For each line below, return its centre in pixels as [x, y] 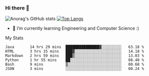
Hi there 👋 [17, 8]
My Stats [14, 38]
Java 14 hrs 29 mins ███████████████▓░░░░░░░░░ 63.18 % [74, 47]
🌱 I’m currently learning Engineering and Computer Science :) [75, 28]
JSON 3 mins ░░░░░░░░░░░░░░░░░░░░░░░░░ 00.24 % [74, 69]
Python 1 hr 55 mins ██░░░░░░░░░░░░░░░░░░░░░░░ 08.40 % [74, 60]
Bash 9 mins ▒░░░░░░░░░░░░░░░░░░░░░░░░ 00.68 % [74, 65]
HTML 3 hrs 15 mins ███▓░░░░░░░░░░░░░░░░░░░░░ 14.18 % [74, 52]
